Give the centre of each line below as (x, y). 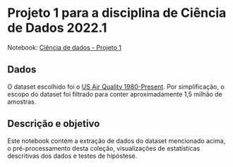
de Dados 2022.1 (57, 28)
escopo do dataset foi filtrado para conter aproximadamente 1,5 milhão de (115, 94)
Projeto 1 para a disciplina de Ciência (117, 13)
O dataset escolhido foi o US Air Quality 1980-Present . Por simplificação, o (116, 87)
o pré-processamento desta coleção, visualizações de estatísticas (104, 148)
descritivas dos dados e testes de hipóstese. (72, 156)
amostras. (22, 101)
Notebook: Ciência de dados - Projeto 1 (64, 47)
